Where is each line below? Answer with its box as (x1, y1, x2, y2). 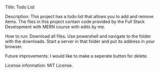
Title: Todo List (5, 4, 35, 10)
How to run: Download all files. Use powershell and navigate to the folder (5, 34, 151, 39)
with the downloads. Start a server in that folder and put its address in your (5, 38, 155, 44)
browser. (5, 44, 23, 49)
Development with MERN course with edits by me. (5, 24, 106, 30)
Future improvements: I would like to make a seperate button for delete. (5, 53, 148, 59)
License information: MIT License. (5, 63, 73, 68)
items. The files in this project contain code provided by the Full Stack (5, 19, 145, 24)
